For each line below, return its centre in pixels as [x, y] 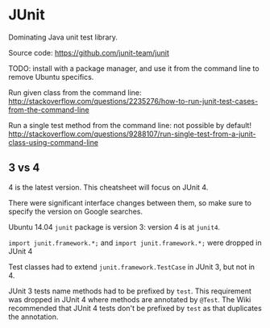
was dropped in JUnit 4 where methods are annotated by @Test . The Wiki [130, 299]
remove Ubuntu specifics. [51, 77]
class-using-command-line [54, 142]
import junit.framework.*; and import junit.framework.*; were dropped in [135, 243]
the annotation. [33, 317]
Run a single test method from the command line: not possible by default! [130, 125]
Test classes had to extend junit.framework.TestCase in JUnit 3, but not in [132, 267]
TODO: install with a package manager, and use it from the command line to [134, 68]
